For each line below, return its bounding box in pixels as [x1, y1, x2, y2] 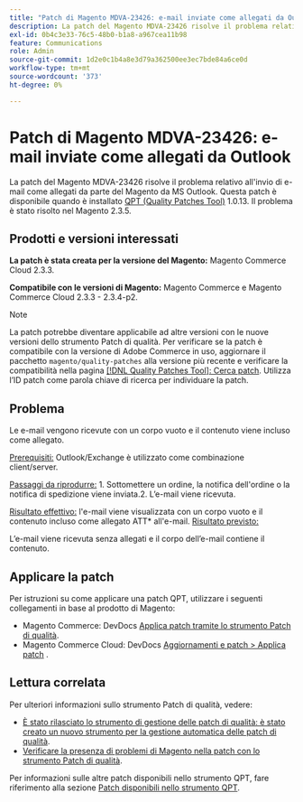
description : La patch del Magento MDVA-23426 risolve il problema [9, 22, 269, 31]
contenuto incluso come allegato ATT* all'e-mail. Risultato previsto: [9, 516, 260, 527]
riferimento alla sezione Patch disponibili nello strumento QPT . [9, 782, 241, 793]
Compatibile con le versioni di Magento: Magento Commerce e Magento [9, 282, 282, 294]
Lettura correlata [9, 675, 106, 691]
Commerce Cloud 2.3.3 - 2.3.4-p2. [9, 292, 138, 303]
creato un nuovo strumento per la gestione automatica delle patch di [22, 726, 277, 737]
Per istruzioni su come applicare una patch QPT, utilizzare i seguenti [9, 593, 263, 603]
